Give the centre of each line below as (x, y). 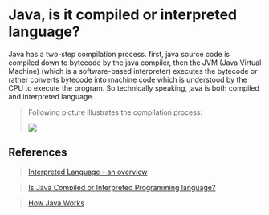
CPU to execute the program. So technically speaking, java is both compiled (134, 88)
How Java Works (56, 203)
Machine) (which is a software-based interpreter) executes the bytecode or (133, 71)
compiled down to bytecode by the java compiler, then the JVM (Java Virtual (135, 63)
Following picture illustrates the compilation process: (115, 112)
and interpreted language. (51, 96)
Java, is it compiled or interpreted (123, 15)
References (38, 153)
